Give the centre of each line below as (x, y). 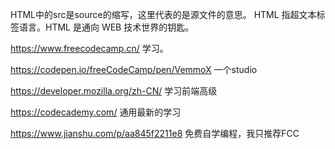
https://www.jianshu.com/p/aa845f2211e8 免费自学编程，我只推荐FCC (155, 133)
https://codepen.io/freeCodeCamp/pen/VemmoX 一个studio (134, 69)
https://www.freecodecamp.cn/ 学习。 (89, 48)
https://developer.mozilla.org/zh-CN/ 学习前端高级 (114, 91)
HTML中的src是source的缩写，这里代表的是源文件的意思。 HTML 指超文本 (163, 14)
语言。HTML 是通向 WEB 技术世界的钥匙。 (106, 27)
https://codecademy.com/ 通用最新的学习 (96, 112)
